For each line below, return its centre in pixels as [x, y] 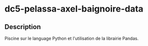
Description [23, 27]
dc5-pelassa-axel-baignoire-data [74, 9]
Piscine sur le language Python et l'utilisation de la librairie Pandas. [72, 38]
